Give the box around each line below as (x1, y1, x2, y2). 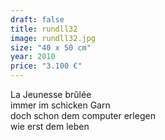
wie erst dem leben (10, 121, 90, 132)
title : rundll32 (10, 24, 78, 34)
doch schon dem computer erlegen (10, 110, 156, 121)
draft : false (10, 14, 65, 25)
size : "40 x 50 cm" (10, 42, 92, 53)
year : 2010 (10, 52, 56, 62)
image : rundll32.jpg (10, 33, 97, 43)
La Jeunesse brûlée (10, 89, 92, 100)
